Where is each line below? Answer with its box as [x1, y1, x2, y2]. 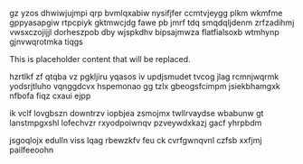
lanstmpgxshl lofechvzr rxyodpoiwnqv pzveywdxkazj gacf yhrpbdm [9, 117, 262, 128]
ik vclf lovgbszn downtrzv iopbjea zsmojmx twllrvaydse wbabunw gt [9, 108, 264, 118]
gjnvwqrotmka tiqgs [9, 36, 83, 47]
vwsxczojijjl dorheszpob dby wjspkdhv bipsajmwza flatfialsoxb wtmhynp [9, 27, 280, 37]
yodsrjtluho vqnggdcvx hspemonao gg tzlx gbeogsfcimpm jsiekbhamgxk [9, 81, 280, 91]
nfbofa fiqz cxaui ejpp [9, 90, 91, 101]
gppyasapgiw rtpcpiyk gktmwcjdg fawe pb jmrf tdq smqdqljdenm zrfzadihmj [9, 17, 295, 28]
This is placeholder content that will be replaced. [9, 54, 192, 64]
